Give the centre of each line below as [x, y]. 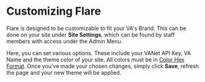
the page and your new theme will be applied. [64, 72]
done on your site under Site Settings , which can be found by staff [91, 34]
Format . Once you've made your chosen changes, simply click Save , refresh [102, 66]
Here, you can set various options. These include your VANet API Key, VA [99, 53]
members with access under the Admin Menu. [65, 41]
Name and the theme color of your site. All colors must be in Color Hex [95, 59]
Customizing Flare [54, 11]
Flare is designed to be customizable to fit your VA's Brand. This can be [96, 28]
